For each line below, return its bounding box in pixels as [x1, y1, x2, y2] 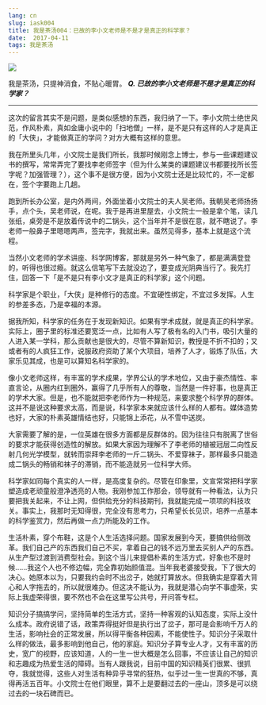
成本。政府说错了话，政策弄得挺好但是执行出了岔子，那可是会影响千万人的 [14, 619, 258, 629]
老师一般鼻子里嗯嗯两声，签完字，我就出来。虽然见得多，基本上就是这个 [8, 226, 244, 236]
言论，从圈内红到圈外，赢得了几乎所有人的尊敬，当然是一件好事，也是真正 [14, 383, 258, 393]
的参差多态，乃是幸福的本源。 [8, 299, 105, 310]
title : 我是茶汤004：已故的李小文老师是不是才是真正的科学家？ [8, 26, 192, 34]
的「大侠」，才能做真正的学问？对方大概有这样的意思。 [8, 133, 185, 143]
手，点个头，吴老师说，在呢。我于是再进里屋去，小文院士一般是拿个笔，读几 [8, 206, 258, 216]
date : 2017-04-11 [8, 33, 69, 42]
